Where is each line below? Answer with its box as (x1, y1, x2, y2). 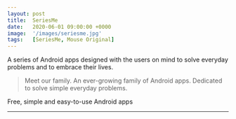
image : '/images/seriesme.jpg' (7, 29, 102, 37)
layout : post (7, 10, 46, 17)
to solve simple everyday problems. (24, 84, 128, 92)
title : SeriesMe (7, 17, 58, 24)
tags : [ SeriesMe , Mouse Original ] (7, 36, 114, 43)
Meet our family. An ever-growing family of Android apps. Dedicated (24, 76, 223, 85)
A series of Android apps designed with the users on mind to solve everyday (7, 55, 228, 64)
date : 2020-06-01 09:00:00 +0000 (7, 23, 112, 30)
